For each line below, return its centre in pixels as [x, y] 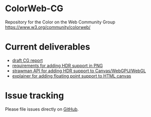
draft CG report [27, 60]
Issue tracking [35, 96]
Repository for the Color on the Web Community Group [60, 22]
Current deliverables [47, 47]
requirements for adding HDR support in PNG [57, 65]
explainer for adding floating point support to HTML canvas [72, 76]
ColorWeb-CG [34, 9]
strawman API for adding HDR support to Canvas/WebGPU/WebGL [79, 71]
